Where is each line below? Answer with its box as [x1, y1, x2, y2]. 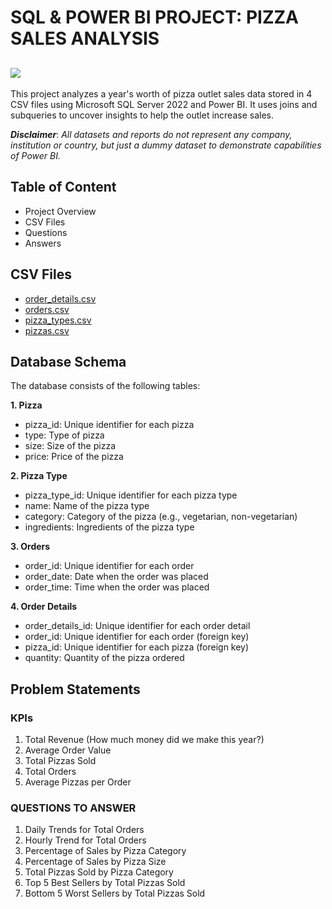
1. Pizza [10, 399, 43, 411]
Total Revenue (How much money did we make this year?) [24, 734, 265, 746]
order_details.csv [24, 292, 97, 305]
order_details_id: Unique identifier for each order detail [24, 620, 251, 632]
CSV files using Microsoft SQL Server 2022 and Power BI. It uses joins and [10, 99, 318, 110]
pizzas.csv [24, 324, 70, 336]
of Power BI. [10, 150, 62, 161]
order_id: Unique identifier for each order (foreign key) [24, 631, 250, 643]
